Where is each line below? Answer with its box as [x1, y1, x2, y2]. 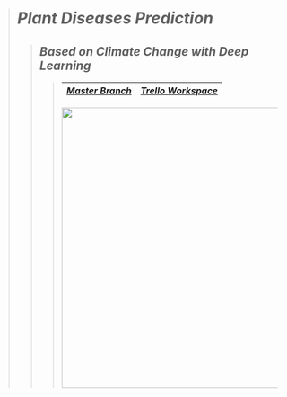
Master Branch [65, 84, 132, 97]
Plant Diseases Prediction [16, 8, 214, 29]
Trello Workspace [140, 84, 219, 97]
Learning [39, 57, 91, 73]
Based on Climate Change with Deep [39, 44, 249, 59]
